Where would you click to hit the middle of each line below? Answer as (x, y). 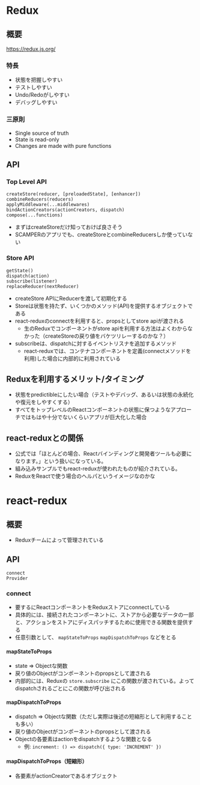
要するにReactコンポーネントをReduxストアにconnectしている (92, 607)
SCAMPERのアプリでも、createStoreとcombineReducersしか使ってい (101, 234)
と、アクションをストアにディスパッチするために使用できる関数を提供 (101, 622)
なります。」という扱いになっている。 (61, 461)
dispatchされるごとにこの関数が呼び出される (70, 688)
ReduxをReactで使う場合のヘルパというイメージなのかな (85, 476)
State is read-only (37, 139)
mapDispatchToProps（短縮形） (47, 762)
